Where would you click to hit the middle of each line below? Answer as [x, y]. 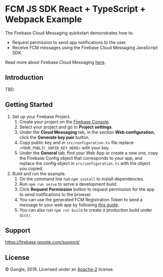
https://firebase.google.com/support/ [43, 242]
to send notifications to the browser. [55, 194]
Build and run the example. [39, 173]
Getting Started [29, 105]
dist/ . [26, 215]
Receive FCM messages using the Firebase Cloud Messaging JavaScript [85, 47]
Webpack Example [44, 19]
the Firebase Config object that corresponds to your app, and [81, 158]
